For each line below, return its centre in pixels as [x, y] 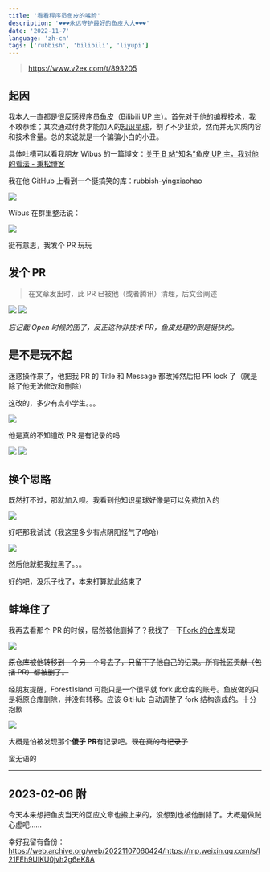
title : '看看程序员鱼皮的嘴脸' [55, 16]
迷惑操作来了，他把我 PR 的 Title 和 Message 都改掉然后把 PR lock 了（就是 [133, 376]
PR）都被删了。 [43, 672]
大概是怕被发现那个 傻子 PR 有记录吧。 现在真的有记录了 [98, 742]
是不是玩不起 [40, 355]
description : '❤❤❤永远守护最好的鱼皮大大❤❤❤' [79, 23]
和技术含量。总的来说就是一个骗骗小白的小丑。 [86, 137]
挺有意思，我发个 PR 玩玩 [50, 245]
